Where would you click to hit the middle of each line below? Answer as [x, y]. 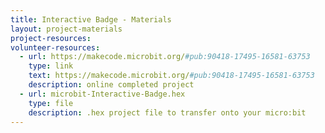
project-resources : [51, 38]
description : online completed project [111, 85]
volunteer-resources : [55, 47]
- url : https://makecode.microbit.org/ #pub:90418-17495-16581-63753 [165, 57]
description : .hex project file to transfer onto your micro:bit [167, 112]
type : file [51, 103]
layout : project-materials [66, 29]
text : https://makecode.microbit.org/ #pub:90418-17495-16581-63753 [171, 76]
